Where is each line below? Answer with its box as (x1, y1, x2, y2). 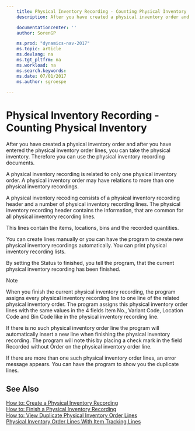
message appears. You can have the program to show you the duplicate (6, 361, 179, 368)
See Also (6, 384, 39, 394)
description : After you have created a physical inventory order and (16, 14, 190, 20)
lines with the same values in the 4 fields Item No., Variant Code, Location (6, 307, 184, 314)
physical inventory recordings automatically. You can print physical (6, 242, 168, 249)
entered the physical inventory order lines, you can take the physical (6, 147, 170, 154)
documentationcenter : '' (16, 25, 77, 30)
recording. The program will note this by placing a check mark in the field (6, 337, 182, 344)
